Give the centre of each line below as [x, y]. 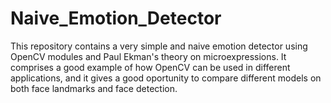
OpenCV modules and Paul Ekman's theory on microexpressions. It [148, 56]
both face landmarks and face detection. [94, 88]
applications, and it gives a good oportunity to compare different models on [166, 78]
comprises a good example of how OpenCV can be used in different [150, 67]
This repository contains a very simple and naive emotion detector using [159, 46]
